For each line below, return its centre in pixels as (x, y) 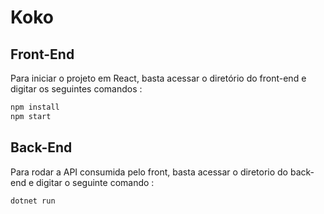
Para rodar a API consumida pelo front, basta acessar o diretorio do (149, 172)
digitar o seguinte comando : (95, 182)
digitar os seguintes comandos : (76, 89)
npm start (31, 116)
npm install (35, 107)
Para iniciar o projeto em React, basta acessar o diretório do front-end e (158, 78)
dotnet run (33, 201)
